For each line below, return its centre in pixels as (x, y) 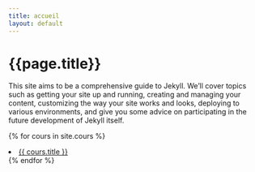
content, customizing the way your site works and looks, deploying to (124, 103)
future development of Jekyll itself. (66, 120)
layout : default (36, 24)
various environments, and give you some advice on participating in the (127, 112)
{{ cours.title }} (44, 152)
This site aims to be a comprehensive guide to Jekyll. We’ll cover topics (127, 86)
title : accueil (34, 16)
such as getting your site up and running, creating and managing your (125, 95)
